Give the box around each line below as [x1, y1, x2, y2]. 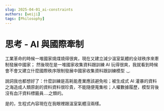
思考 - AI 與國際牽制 [5, 38, 84, 50]
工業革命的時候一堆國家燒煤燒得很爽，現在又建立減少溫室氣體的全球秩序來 [5, 55, 155, 61]
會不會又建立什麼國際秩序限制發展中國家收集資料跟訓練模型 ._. [5, 68, 131, 74]
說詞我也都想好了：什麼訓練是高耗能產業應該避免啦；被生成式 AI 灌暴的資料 [5, 78, 157, 84]
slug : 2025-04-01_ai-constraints [5, 7, 73, 12]
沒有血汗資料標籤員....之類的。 [5, 91, 66, 96]
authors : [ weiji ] [5, 12, 41, 17]
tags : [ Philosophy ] [5, 16, 45, 21]
